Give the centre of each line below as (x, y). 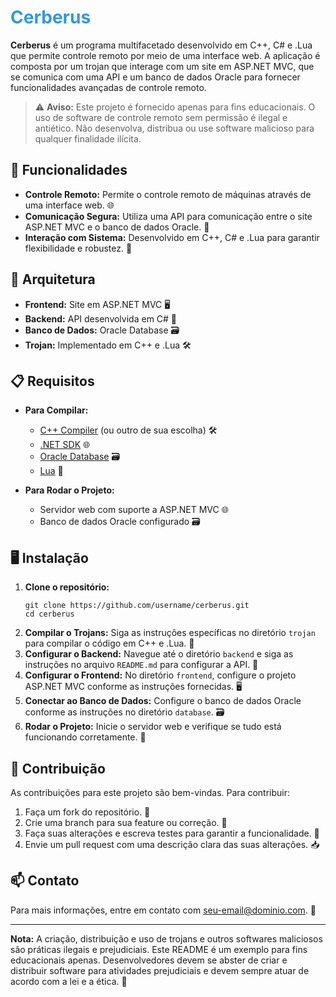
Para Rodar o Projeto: (69, 490)
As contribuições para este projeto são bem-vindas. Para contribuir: (150, 792)
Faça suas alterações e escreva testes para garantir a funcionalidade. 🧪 (172, 833)
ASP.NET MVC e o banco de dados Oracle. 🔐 (117, 227)
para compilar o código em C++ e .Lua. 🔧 (109, 643)
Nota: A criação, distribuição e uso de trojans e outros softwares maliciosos (166, 938)
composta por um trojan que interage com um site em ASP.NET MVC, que (162, 66)
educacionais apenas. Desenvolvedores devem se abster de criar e (149, 960)
